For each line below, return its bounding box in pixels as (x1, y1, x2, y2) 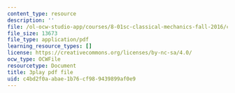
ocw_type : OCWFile (7, 56, 61, 63)
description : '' (7, 17, 55, 24)
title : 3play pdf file (7, 69, 73, 76)
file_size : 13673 (7, 29, 58, 37)
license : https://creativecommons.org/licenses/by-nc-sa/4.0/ (7, 50, 192, 57)
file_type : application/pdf (7, 36, 90, 43)
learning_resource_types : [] (7, 43, 92, 50)
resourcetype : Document (7, 62, 77, 69)
